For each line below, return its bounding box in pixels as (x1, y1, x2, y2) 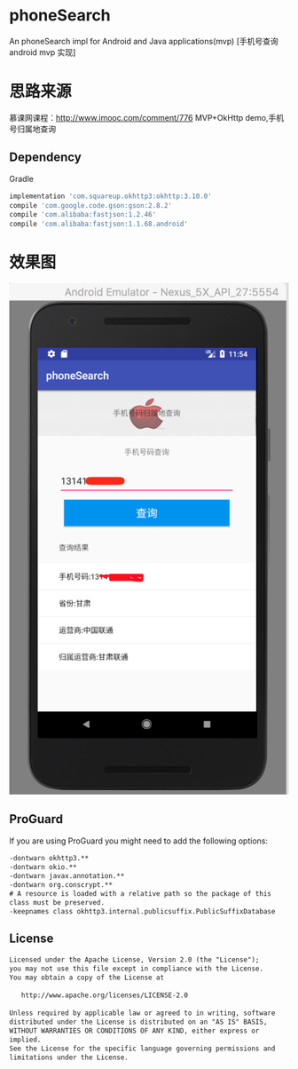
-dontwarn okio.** (9, 862, 77, 871)
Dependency (9, 150, 82, 165)
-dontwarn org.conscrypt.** (9, 880, 114, 889)
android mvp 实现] (9, 46, 76, 58)
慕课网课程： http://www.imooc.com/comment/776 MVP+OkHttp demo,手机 (9, 112, 285, 123)
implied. (9, 1035, 42, 1044)
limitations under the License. (9, 1053, 129, 1062)
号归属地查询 (9, 123, 56, 134)
